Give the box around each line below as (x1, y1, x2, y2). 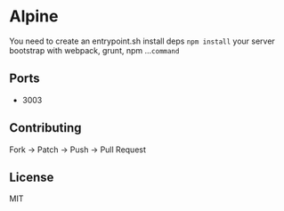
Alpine (9, 6, 59, 27)
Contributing (9, 120, 82, 135)
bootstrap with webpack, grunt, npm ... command (9, 45, 180, 55)
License (9, 169, 54, 184)
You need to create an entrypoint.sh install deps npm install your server (9, 36, 276, 46)
